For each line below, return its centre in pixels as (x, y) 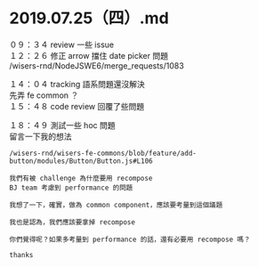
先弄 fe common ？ (44, 95)
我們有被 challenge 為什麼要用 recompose (81, 178)
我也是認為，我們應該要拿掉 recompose (73, 222)
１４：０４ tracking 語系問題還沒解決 (77, 84)
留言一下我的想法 (40, 136)
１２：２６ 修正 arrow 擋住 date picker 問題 (89, 55)
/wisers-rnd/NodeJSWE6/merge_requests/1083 (97, 65)
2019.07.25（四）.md (89, 18)
